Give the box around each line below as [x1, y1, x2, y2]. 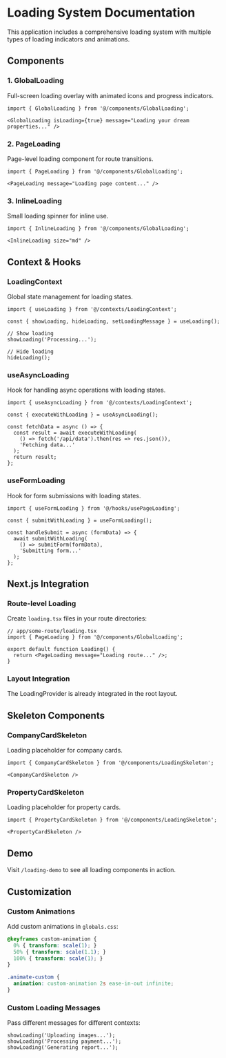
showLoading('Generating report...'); [7, 1044, 119, 1051]
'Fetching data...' [19, 442, 76, 448]
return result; [13, 454, 57, 461]
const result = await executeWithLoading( [13, 430, 137, 437]
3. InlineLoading [7, 196, 62, 205]
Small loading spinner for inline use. [7, 212, 109, 220]
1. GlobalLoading [7, 76, 64, 86]
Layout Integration [7, 674, 70, 683]
